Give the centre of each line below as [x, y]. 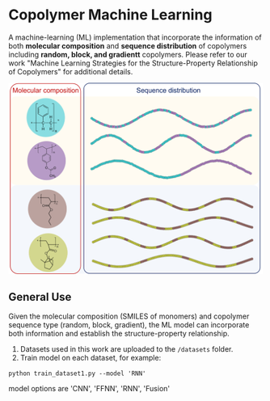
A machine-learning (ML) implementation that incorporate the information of [135, 37]
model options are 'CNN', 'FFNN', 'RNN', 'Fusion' [89, 389]
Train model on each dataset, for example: [91, 358]
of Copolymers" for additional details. [71, 71]
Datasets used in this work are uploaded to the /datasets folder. [127, 349]
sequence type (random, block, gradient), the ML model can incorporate [129, 325]
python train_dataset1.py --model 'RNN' [78, 374]
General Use [40, 297]
